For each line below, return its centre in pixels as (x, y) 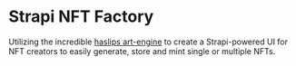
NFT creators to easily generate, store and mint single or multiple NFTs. (142, 51)
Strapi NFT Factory (81, 17)
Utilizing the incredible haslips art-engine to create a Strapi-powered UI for (148, 42)
